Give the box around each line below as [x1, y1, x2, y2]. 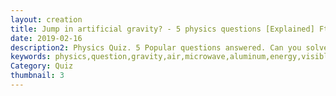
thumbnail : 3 [10, 71, 65, 81]
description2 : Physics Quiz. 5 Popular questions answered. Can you [10, 42, 302, 53]
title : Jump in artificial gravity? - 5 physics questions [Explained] [10, 24, 315, 34]
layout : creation [10, 14, 83, 25]
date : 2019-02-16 [10, 33, 83, 43]
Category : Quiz [10, 61, 74, 71]
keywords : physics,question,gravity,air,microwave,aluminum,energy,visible [10, 52, 333, 62]
